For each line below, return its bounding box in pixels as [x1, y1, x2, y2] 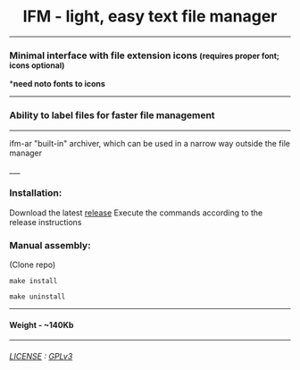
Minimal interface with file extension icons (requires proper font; [9, 49, 279, 62]
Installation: [9, 187, 62, 199]
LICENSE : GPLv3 [9, 350, 73, 361]
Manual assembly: [9, 239, 91, 251]
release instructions [9, 216, 82, 227]
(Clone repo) [9, 259, 56, 270]
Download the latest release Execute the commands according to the [9, 207, 263, 218]
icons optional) [9, 60, 65, 71]
